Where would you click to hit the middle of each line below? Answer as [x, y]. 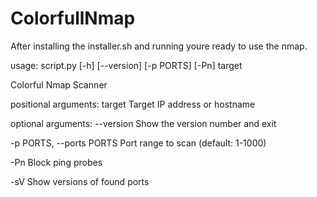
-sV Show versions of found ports [80, 181]
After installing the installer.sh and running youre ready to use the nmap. [159, 46]
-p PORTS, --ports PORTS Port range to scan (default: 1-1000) [138, 143]
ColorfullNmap [73, 18]
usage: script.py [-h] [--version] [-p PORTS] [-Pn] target [126, 65]
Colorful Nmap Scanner [59, 84]
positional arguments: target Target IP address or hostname [133, 104]
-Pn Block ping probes [56, 162]
